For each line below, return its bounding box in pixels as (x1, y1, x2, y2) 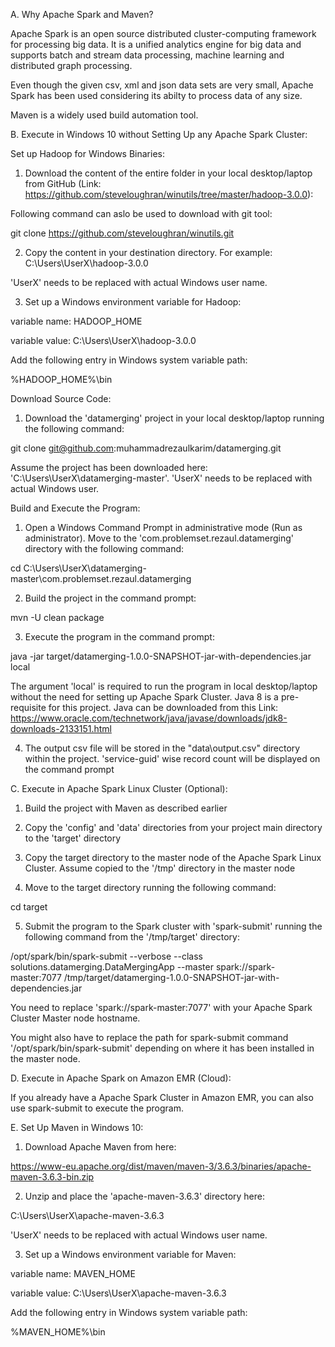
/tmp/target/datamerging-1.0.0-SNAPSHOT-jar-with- (63, 972, 280, 983)
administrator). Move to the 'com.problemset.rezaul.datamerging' (24, 532, 294, 544)
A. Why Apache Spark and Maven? (10, 9, 154, 20)
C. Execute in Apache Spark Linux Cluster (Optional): (10, 783, 228, 794)
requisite (10, 702, 47, 713)
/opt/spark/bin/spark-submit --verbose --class (10, 950, 203, 962)
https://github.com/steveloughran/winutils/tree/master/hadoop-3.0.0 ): (24, 189, 314, 200)
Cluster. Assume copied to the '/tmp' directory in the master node (24, 862, 296, 874)
